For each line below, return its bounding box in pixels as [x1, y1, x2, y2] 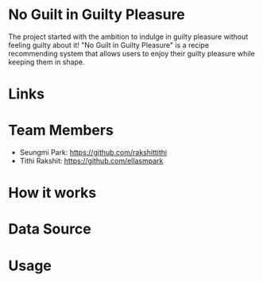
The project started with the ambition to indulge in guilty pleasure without [8, 32, 249, 41]
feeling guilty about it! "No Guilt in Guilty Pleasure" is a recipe [8, 40, 209, 49]
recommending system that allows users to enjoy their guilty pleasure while [8, 48, 256, 58]
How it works [8, 184, 97, 202]
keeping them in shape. [8, 57, 85, 67]
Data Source [8, 220, 91, 238]
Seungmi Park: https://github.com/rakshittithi [19, 148, 168, 157]
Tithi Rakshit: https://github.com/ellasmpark [19, 156, 164, 166]
